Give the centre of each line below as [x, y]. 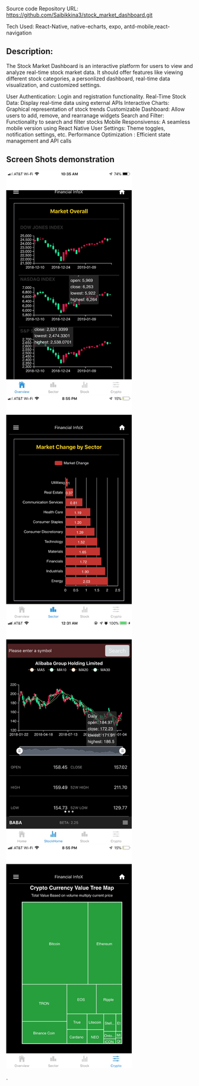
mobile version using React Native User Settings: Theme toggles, [86, 128]
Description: [30, 52]
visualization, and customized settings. [54, 85]
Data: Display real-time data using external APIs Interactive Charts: [88, 103]
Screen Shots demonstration [60, 159]
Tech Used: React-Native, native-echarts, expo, [64, 27]
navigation [19, 33]
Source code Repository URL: [42, 9]
